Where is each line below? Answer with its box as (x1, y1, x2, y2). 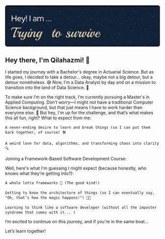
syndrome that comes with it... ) (5, 210, 76, 215)
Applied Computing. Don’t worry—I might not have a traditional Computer (5, 99, 154, 106)
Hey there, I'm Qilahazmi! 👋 (5, 56, 90, 64)
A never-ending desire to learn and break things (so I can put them (5, 125, 151, 130)
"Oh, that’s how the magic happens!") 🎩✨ (5, 195, 91, 200)
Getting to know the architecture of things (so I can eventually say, (5, 190, 155, 195)
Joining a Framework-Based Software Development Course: (5, 156, 127, 162)
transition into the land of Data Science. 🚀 (5, 84, 89, 91)
